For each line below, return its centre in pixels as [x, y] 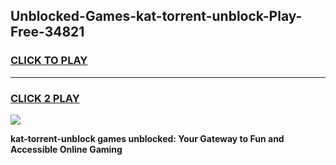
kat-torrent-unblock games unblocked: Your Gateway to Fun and [147, 138]
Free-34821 [47, 32]
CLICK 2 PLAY [45, 98]
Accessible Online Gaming [66, 149]
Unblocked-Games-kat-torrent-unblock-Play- [156, 16]
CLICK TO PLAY [49, 61]
